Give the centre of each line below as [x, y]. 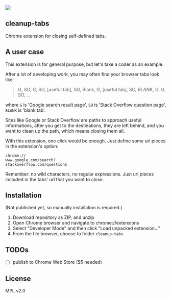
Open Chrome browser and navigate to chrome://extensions [76, 223]
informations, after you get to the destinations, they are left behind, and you [85, 126]
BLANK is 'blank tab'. [26, 110]
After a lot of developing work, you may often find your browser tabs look [82, 74]
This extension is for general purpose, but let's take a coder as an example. [84, 64]
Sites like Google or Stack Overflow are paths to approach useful [74, 120]
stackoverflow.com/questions [36, 164]
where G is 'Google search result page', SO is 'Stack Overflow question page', [86, 105]
